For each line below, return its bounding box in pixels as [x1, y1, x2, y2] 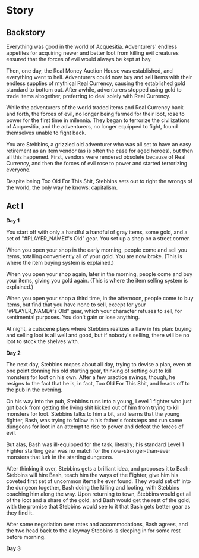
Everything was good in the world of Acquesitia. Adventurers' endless [6, 43, 178, 50]
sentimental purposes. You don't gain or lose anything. [6, 314, 140, 321]
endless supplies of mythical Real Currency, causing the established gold [6, 80, 185, 87]
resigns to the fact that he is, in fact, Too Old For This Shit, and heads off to [6, 380, 190, 387]
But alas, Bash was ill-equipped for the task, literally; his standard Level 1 [6, 441, 184, 448]
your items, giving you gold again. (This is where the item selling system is [6, 277, 188, 284]
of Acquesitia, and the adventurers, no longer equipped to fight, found [6, 123, 178, 130]
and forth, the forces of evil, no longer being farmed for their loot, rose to [6, 111, 185, 117]
